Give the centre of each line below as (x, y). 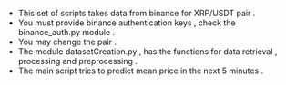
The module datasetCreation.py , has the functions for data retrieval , (148, 52)
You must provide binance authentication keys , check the (127, 23)
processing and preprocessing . (78, 61)
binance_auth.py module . (66, 32)
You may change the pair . (67, 42)
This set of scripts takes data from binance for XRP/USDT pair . (137, 13)
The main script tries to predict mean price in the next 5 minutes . (141, 71)
